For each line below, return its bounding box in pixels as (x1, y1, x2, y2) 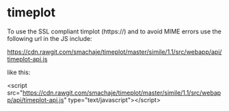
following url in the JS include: (7, 34, 92, 42)
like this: (7, 68, 31, 76)
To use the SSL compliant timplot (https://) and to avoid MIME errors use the (7, 27, 222, 35)
